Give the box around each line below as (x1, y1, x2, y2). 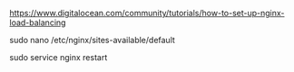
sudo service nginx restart (9, 52, 108, 62)
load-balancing (9, 17, 66, 28)
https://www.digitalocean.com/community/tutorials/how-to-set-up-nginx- (9, 8, 285, 18)
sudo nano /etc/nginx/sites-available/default (9, 35, 175, 45)
